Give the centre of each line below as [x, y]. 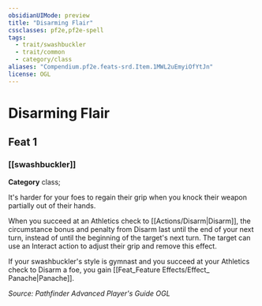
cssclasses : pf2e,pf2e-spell [56, 30]
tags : [17, 37]
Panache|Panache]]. [41, 278]
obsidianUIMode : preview [49, 15]
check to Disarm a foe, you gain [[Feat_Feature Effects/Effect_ [109, 270]
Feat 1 [23, 142]
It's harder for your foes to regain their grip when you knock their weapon [127, 197]
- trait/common [40, 52]
